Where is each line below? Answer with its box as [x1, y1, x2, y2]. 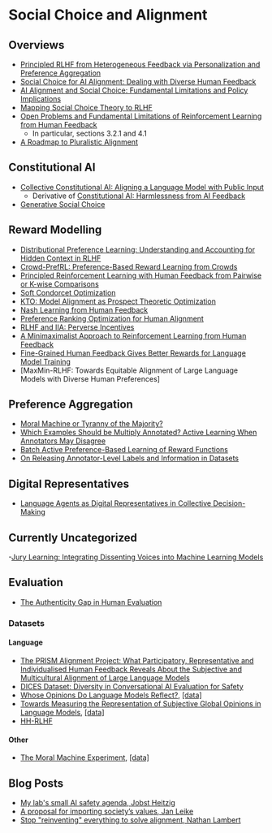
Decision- [213, 499, 246, 508]
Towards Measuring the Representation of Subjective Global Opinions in [19, 699, 261, 708]
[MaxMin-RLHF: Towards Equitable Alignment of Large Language [19, 365, 238, 375]
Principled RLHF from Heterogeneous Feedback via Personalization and [19, 59, 261, 69]
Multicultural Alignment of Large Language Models [19, 673, 191, 683]
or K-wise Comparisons [19, 278, 99, 289]
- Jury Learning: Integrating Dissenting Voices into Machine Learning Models [8, 552, 264, 562]
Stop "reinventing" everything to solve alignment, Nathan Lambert [19, 815, 241, 825]
